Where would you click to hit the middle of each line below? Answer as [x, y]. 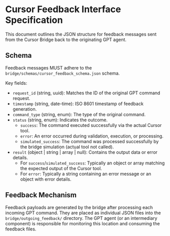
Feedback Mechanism [41, 195]
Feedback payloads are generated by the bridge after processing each [79, 207]
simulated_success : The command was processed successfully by [89, 141]
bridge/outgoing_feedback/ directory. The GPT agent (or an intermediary [81, 218]
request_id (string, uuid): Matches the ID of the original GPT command [87, 93]
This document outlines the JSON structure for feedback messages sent [81, 34]
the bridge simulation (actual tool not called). [67, 147]
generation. [25, 109]
